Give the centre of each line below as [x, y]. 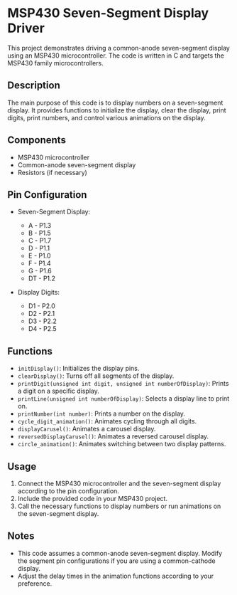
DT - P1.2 [42, 278]
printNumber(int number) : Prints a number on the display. [101, 414]
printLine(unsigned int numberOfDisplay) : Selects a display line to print [123, 399]
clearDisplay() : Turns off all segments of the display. [96, 376]
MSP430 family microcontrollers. [56, 63]
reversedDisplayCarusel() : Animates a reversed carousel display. [113, 436]
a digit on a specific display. [58, 391]
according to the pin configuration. [68, 491]
